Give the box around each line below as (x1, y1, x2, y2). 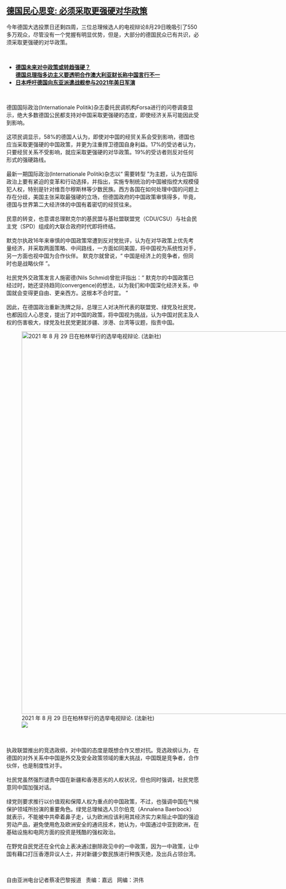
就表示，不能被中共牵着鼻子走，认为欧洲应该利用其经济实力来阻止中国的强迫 (6, 813, 199, 820)
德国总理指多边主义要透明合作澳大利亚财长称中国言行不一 (15, 71, 160, 78)
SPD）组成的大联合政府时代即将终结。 (22, 222, 119, 230)
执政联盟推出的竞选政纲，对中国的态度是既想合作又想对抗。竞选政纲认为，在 (6, 746, 199, 754)
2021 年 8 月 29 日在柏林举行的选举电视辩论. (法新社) (21, 714, 155, 721)
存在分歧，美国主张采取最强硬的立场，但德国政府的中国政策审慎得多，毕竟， (6, 193, 199, 200)
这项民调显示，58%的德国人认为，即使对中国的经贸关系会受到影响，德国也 (6, 133, 195, 140)
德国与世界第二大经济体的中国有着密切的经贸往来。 (6, 201, 135, 208)
